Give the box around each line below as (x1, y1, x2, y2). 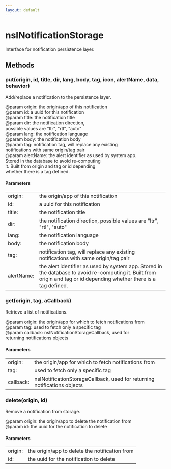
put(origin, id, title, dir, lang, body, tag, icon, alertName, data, (5, 76, 159, 83)
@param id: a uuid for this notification (5, 109, 84, 115)
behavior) (5, 82, 30, 89)
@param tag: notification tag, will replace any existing (5, 142, 118, 148)
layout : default (5, 7, 40, 13)
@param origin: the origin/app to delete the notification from (5, 418, 132, 424)
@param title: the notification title (5, 115, 75, 121)
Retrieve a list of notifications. (5, 308, 68, 315)
